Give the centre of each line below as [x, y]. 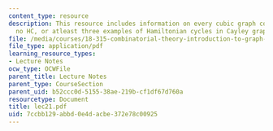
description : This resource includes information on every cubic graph [132, 24]
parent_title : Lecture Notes [58, 76]
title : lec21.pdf [38, 107]
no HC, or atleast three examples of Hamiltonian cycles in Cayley [132, 31]
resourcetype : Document [49, 99]
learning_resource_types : [52, 54]
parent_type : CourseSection [56, 84]
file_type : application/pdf [56, 46]
